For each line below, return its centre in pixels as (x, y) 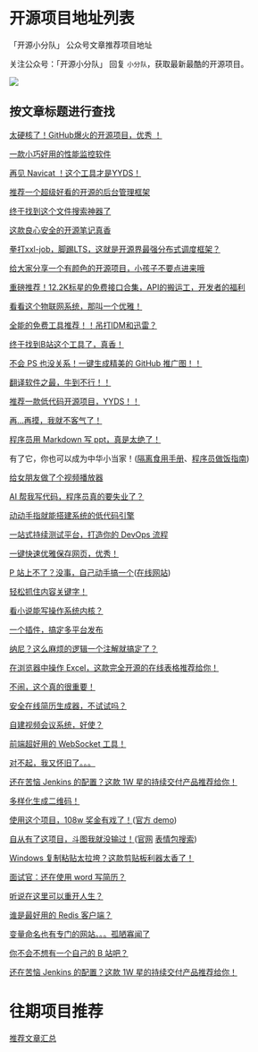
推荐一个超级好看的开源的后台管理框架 (79, 192)
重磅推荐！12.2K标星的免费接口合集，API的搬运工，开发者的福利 (127, 287)
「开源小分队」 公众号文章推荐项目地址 (81, 45)
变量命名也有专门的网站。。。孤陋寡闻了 (79, 934)
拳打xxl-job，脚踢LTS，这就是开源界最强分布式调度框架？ (115, 249)
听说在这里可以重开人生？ (56, 895)
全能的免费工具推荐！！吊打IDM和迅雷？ (83, 325)
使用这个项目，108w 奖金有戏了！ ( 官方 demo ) (93, 819)
